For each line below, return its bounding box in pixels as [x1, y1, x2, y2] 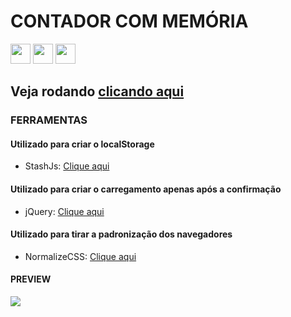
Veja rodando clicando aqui [10, 83, 185, 100]
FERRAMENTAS [10, 113, 88, 127]
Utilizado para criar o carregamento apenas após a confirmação [10, 183, 282, 195]
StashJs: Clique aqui [24, 160, 110, 172]
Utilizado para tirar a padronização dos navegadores [10, 228, 233, 240]
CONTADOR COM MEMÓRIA [10, 10, 249, 33]
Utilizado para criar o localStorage [10, 138, 155, 150]
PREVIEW [10, 273, 52, 285]
